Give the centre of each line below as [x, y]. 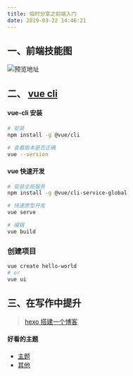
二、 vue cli [32, 94]
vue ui [17, 279]
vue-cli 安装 [25, 113]
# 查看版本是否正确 [32, 148]
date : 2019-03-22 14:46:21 [47, 20]
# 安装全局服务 [26, 187]
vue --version [28, 154]
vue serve [22, 213]
